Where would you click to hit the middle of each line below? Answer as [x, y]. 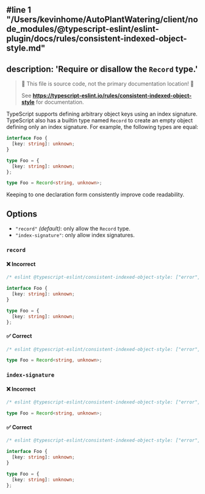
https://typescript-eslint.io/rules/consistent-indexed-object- [112, 96]
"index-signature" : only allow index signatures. [75, 235]
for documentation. [60, 102]
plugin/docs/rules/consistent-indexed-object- [97, 39]
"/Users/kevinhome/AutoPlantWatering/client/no [102, 20]
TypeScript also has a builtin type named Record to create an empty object [100, 120]
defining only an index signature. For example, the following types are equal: [102, 127]
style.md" [26, 48]
